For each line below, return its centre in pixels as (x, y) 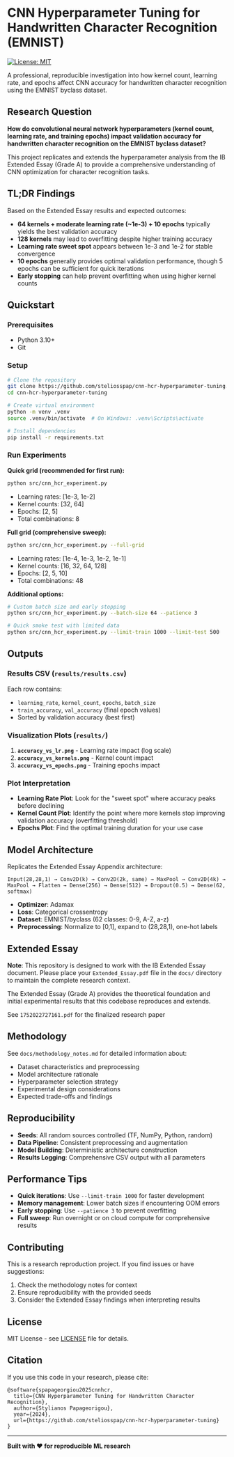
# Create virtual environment (51, 405)
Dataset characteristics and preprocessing (78, 1066)
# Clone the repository (42, 380)
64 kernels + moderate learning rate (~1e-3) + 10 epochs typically (114, 224)
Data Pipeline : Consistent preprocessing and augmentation (102, 1142)
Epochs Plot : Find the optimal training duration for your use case (110, 828)
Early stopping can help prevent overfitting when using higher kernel (116, 276)
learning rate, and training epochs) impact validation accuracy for (104, 136)
